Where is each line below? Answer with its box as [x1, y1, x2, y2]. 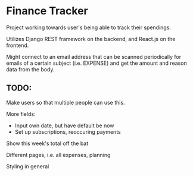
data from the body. [6, 65, 55, 73]
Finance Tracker [6, 4, 88, 18]
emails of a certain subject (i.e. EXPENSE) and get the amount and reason [6, 59, 188, 67]
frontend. [6, 42, 29, 49]
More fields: [6, 110, 36, 117]
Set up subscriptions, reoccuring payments [14, 128, 121, 135]
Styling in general [6, 162, 49, 170]
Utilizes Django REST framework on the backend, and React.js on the [6, 35, 176, 42]
